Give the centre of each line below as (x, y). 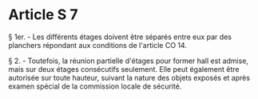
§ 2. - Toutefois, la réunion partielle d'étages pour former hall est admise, (129, 61)
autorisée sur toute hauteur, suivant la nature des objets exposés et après (129, 77)
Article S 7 (43, 15)
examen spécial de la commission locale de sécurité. (95, 86)
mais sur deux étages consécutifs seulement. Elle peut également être (124, 69)
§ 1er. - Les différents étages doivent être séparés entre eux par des (120, 37)
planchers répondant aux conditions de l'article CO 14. (98, 45)
